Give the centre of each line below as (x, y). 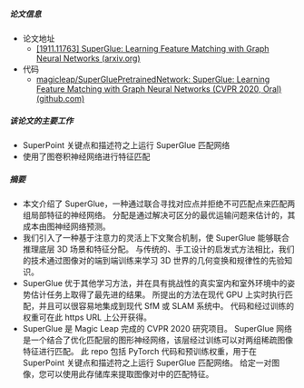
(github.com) (60, 98)
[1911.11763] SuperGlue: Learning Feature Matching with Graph (152, 48)
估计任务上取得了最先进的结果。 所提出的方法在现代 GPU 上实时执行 (158, 294)
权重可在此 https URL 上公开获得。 (87, 317)
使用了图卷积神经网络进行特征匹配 (86, 156)
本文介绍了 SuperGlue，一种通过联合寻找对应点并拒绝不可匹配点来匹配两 (159, 204)
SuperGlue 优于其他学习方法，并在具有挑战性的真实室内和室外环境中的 (155, 283)
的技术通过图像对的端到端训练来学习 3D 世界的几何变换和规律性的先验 (153, 260)
